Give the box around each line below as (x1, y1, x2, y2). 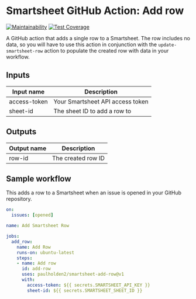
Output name (9, 144, 47, 152)
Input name (12, 88, 45, 96)
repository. (6, 196, 32, 203)
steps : (16, 255, 33, 261)
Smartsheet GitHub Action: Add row (6, 4, 184, 18)
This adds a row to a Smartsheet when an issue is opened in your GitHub (6, 189, 182, 196)
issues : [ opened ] (11, 212, 54, 218)
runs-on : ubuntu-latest (16, 249, 75, 255)
